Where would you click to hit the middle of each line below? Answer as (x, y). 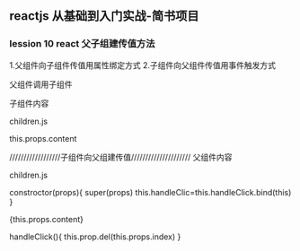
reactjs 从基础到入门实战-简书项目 (104, 16)
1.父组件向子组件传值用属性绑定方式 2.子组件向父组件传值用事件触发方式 (143, 65)
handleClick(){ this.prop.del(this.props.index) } (95, 237)
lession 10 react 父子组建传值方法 (82, 44)
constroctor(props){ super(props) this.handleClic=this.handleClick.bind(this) (150, 192)
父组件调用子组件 (41, 84)
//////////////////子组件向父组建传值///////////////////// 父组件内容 (121, 157)
